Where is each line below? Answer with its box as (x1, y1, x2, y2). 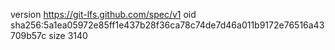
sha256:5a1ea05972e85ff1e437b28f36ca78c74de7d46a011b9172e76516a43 (10, 19, 325, 31)
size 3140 (48, 30, 88, 41)
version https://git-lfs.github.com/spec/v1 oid (10, 9, 197, 20)
